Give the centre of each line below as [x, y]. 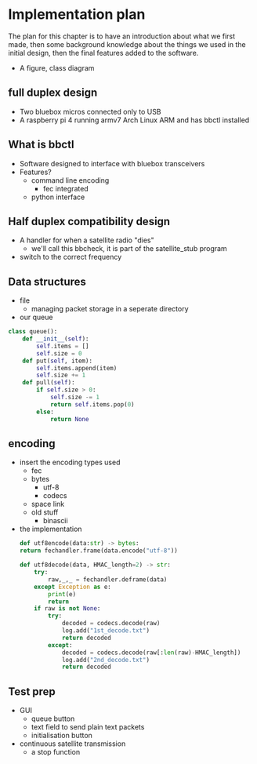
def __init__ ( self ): [56, 339]
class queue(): [33, 332]
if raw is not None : [67, 609]
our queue [36, 317]
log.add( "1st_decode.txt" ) [106, 631]
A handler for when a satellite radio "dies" [87, 240]
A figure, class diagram [57, 67]
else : [45, 412]
